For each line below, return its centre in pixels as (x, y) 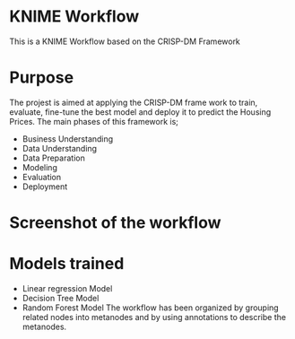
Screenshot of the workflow (115, 223)
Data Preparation (53, 158)
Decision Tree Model (61, 298)
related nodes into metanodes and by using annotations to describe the (154, 317)
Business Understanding (68, 139)
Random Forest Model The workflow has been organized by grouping (151, 308)
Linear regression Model (67, 288)
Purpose (42, 78)
